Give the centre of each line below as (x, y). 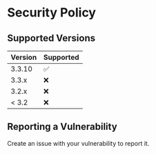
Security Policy (52, 13)
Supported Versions (51, 38)
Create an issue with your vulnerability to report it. (78, 143)
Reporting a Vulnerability (62, 127)
